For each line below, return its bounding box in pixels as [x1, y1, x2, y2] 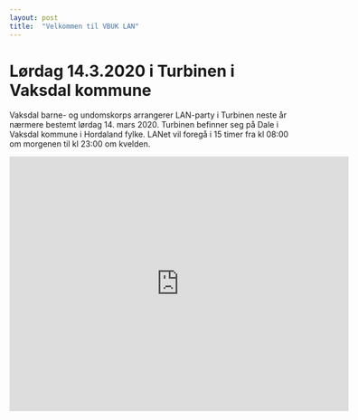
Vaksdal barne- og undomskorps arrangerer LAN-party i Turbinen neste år [9, 110, 287, 120]
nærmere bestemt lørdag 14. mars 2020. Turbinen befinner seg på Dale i [9, 119, 278, 130]
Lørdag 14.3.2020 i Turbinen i [9, 61, 235, 81]
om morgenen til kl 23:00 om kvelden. [9, 138, 151, 149]
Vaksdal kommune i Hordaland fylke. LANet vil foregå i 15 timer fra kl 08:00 [9, 129, 289, 140]
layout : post [9, 13, 59, 23]
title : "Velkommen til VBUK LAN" [9, 22, 140, 31]
